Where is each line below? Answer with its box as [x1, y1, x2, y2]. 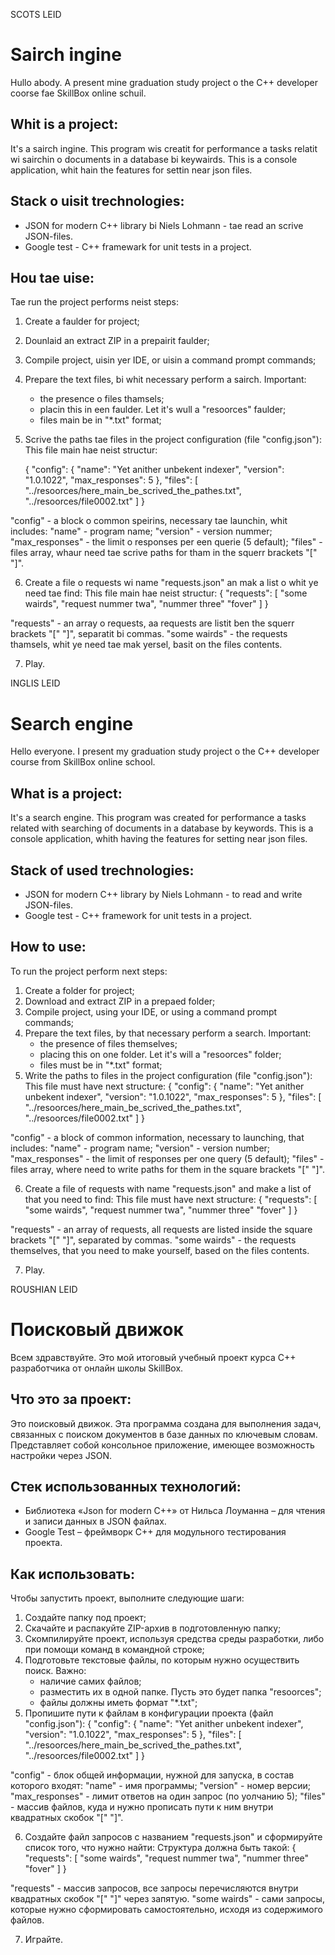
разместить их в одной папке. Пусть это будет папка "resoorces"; [39, 1686, 322, 1698]
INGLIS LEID [10, 677, 61, 689]
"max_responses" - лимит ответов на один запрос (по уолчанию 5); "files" [10, 1790, 326, 1803]
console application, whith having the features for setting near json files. [10, 833, 308, 845]
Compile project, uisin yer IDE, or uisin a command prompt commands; [24, 354, 317, 366]
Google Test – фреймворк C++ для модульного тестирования [24, 1526, 287, 1538]
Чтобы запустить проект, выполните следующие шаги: [10, 1592, 245, 1604]
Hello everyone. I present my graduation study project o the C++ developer [10, 745, 320, 758]
